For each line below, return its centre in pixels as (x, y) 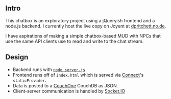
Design (17, 57)
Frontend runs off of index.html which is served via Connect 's (78, 75)
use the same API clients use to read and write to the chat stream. (75, 41)
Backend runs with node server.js (49, 69)
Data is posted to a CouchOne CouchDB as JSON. (65, 85)
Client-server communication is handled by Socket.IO (69, 91)
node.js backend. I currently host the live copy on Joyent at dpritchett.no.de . (86, 26)
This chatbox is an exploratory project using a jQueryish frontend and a (80, 20)
